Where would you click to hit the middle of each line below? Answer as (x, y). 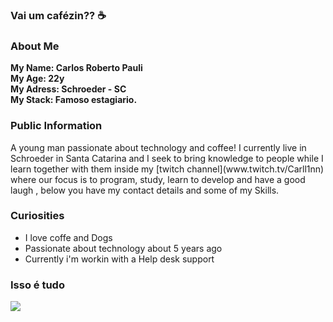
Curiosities (37, 216)
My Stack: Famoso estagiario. (74, 100)
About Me (35, 46)
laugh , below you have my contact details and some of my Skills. (145, 190)
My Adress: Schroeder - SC (68, 89)
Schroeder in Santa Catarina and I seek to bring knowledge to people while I (167, 158)
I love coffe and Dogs (68, 237)
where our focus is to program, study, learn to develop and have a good (158, 179)
